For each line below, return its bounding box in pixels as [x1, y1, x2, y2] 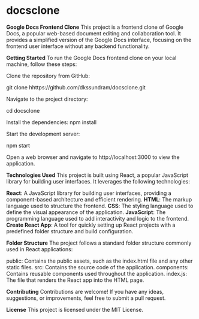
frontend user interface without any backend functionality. [6, 43, 150, 50]
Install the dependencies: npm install [6, 118, 97, 126]
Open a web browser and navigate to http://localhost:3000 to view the [6, 154, 180, 161]
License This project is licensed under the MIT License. [6, 306, 144, 313]
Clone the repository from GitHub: [6, 72, 90, 79]
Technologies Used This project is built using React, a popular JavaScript [6, 171, 189, 179]
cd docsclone [6, 107, 40, 114]
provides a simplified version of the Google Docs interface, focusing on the [6, 36, 192, 43]
